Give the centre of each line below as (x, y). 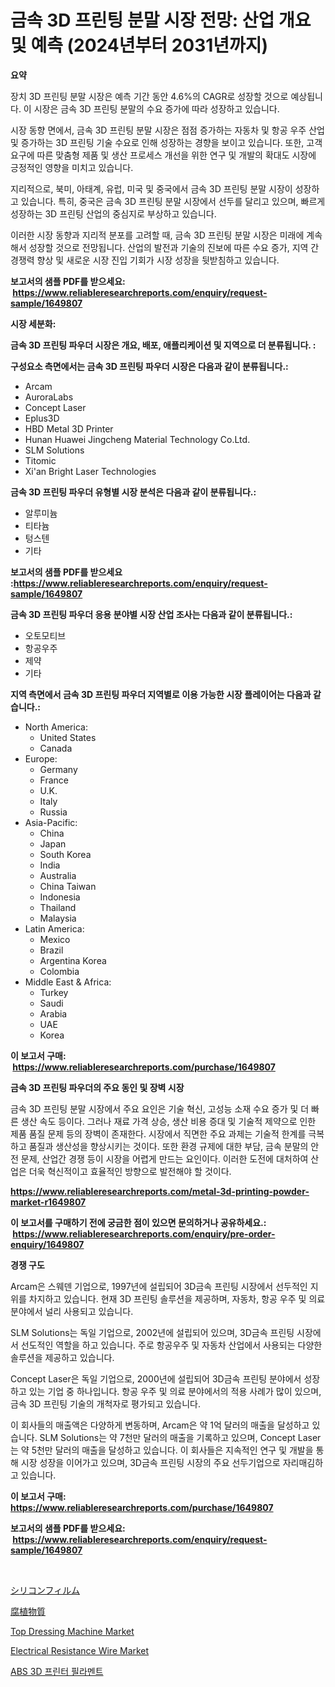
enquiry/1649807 (47, 1244)
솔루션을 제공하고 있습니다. (62, 1357)
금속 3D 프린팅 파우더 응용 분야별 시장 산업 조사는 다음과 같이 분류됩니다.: (151, 614)
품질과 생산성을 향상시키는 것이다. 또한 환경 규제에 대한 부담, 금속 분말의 (168, 1146)
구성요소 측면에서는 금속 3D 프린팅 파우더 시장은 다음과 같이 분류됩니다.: (149, 366)
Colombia (59, 971)
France (54, 780)
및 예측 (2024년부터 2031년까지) (139, 45)
